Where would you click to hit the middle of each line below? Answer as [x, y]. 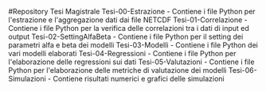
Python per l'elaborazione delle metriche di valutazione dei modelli [117, 70]
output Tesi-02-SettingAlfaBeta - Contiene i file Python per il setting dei [126, 36]
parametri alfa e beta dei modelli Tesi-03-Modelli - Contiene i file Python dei [133, 45]
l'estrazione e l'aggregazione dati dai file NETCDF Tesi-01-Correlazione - [128, 20]
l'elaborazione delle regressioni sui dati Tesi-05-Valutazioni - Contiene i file [131, 62]
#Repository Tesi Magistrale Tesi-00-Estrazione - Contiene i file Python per [132, 11]
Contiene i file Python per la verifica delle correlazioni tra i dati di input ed [129, 28]
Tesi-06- [243, 70]
